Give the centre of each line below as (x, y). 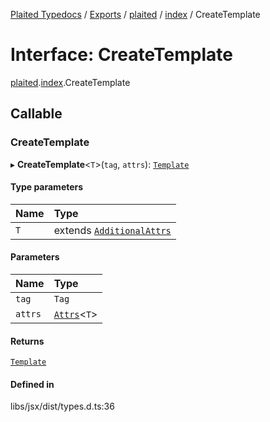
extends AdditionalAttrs (112, 230)
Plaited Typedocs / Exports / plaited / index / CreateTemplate (135, 14)
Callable (36, 114)
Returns (27, 341)
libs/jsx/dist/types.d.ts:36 (62, 406)
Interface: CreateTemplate (121, 55)
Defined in (32, 384)
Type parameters (47, 187)
